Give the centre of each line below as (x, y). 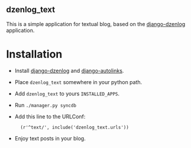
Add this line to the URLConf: (50, 116)
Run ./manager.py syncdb (46, 105)
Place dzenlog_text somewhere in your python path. (78, 82)
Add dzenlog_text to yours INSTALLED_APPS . (67, 94)
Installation (34, 54)
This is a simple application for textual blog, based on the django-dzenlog (96, 24)
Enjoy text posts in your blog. (50, 138)
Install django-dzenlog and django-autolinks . (69, 70)
